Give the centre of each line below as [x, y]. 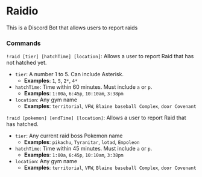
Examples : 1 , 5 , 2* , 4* [51, 81]
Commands [24, 43]
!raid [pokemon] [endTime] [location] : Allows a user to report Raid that [96, 118]
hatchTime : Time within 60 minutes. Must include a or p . [84, 87]
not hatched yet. [27, 63]
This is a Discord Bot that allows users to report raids [72, 28]
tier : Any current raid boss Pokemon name [69, 136]
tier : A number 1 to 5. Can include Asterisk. [69, 74]
